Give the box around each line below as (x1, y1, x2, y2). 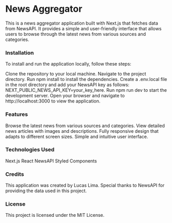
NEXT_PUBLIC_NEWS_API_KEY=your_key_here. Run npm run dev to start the (5, 87, 167, 93)
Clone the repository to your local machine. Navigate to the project (5, 71, 146, 77)
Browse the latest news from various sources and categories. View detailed (5, 123, 165, 129)
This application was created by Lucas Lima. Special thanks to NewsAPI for (5, 183, 165, 189)
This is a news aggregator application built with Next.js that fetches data (5, 20, 158, 26)
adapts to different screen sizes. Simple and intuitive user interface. (5, 133, 148, 139)
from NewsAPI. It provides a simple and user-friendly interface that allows (5, 25, 162, 31)
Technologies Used (5, 146, 55, 153)
